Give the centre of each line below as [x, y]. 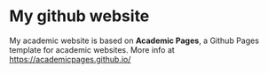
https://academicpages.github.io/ [70, 59]
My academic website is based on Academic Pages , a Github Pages [134, 40]
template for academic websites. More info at [92, 49]
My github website [79, 16]
